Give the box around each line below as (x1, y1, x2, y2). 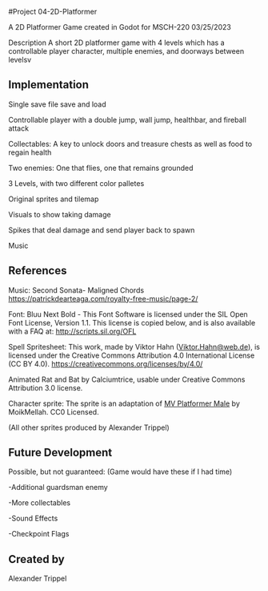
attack (8, 123, 30, 133)
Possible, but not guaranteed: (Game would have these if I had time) (8, 467, 233, 476)
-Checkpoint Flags (8, 529, 70, 539)
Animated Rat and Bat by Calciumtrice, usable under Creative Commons (8, 374, 246, 384)
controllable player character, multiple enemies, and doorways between (8, 47, 245, 55)
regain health (8, 148, 52, 157)
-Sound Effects (8, 513, 58, 524)
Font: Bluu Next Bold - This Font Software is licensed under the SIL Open (8, 309, 248, 319)
